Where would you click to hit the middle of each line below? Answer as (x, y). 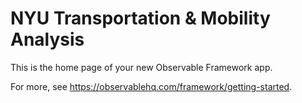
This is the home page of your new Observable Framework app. (141, 67)
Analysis (47, 39)
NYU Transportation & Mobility (140, 18)
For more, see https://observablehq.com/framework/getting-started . (151, 86)
